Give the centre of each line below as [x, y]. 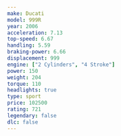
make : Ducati [26, 13]
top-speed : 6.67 [30, 39]
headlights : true [32, 90]
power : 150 [23, 71]
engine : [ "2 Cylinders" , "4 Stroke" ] [61, 65]
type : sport [24, 97]
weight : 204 [24, 77]
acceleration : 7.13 [35, 33]
